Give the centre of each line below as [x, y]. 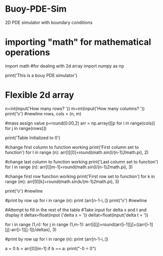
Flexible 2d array [40, 95]
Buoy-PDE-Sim [36, 9]
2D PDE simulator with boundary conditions [49, 22]
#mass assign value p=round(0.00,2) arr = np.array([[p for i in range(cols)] [80, 123]
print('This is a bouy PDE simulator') [41, 75]
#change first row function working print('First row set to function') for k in [80, 176]
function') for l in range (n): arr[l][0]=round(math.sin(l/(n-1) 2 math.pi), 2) [77, 152]
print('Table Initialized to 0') [33, 138]
